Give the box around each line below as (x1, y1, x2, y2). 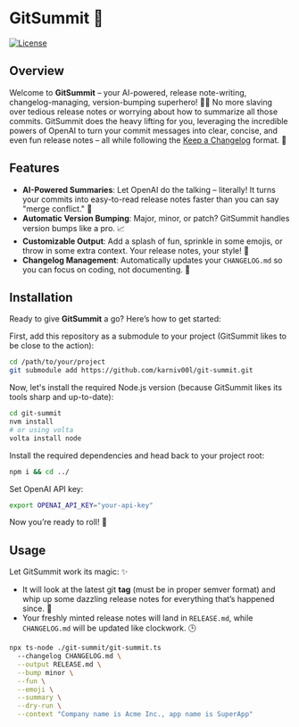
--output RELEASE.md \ (17, 660, 102, 669)
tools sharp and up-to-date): (9, 392, 114, 403)
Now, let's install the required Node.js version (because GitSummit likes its (9, 382, 283, 393)
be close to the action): (9, 340, 95, 351)
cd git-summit (9, 409, 62, 418)
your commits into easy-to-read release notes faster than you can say (21, 194, 279, 205)
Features (9, 161, 60, 176)
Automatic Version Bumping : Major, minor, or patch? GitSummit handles (21, 213, 290, 223)
